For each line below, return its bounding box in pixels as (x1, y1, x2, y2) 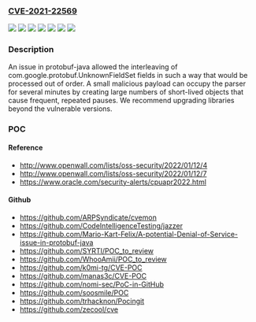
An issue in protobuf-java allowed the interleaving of (8, 61, 178, 72)
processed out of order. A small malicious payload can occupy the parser (8, 79, 247, 88)
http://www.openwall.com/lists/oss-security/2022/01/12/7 (19, 168, 207, 178)
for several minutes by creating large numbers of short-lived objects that (8, 87, 244, 96)
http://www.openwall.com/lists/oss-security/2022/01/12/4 (19, 160, 208, 170)
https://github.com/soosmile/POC (19, 287, 129, 297)
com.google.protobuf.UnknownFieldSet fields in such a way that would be (8, 70, 248, 80)
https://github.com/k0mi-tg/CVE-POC (19, 262, 143, 272)
